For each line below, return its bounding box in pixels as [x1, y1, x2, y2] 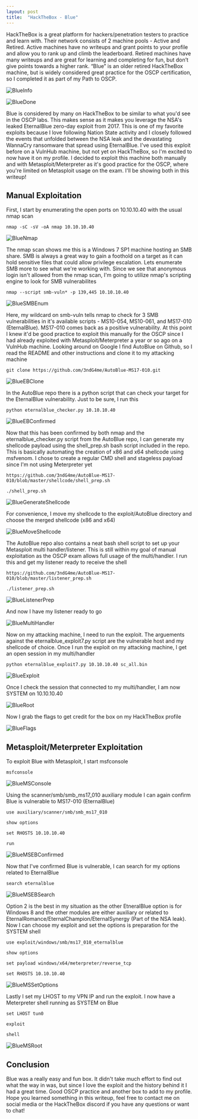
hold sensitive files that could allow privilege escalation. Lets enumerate [6, 259, 183, 266]
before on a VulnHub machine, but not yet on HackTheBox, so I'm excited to [6, 147, 192, 155]
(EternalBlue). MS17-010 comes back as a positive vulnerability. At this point [6, 324, 192, 331]
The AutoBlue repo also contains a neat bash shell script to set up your [6, 540, 180, 547]
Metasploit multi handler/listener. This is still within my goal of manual [6, 546, 177, 553]
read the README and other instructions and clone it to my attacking [6, 350, 174, 357]
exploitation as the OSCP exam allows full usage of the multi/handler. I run [6, 553, 187, 560]
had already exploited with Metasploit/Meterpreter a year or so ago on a [6, 337, 183, 344]
